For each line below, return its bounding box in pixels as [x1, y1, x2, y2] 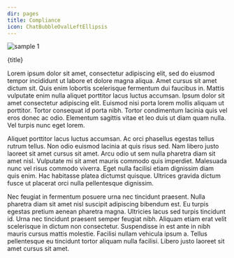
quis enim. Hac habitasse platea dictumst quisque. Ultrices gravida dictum [7, 172, 221, 180]
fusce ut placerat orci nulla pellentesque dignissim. [7, 179, 154, 188]
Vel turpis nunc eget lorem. [7, 121, 85, 130]
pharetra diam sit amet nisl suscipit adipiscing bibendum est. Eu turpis [7, 200, 209, 208]
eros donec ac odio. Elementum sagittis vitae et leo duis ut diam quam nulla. [7, 114, 226, 122]
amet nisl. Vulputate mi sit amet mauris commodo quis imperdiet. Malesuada [7, 157, 227, 165]
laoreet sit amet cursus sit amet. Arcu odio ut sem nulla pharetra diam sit [7, 149, 216, 158]
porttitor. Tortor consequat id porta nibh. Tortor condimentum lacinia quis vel [7, 106, 228, 115]
